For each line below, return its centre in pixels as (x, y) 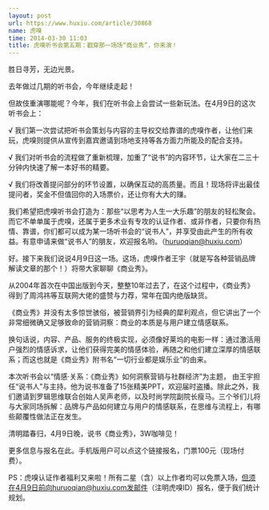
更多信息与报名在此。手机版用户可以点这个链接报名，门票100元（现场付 (126, 451)
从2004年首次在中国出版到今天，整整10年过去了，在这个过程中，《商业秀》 (131, 286)
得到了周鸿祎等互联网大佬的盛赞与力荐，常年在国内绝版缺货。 (110, 295)
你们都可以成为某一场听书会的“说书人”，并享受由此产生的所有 (145, 231)
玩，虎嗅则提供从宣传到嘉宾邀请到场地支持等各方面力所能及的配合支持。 (127, 140)
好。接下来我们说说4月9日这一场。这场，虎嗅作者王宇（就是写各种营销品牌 (132, 259)
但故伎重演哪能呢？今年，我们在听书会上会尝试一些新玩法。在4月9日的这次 (132, 103)
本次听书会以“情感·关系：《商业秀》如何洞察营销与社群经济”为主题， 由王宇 (131, 376)
